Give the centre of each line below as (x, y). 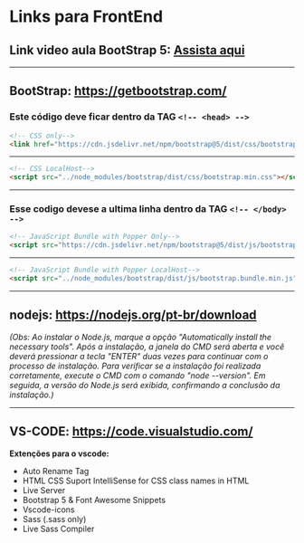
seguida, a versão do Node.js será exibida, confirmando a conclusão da (145, 385)
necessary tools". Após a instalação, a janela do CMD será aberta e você (147, 347)
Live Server (44, 490)
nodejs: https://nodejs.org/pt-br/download (133, 315)
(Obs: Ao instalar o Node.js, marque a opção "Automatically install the (141, 337)
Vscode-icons (48, 510)
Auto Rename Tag (56, 471)
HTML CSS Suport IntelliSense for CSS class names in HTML (136, 481)
